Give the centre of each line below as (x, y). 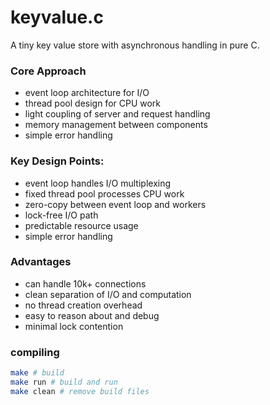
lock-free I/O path (61, 215)
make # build (37, 373)
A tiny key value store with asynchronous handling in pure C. (135, 45)
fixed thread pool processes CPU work (104, 193)
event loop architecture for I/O (87, 93)
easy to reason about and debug (92, 315)
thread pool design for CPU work (93, 103)
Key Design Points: (57, 161)
